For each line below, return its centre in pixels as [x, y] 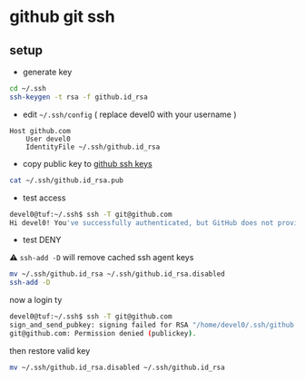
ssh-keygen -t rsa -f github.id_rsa [79, 97]
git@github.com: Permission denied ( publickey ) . [103, 333]
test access [44, 198]
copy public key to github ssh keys [87, 163]
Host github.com [40, 131]
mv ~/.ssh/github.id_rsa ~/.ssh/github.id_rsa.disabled [117, 274]
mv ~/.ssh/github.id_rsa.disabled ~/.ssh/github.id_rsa [117, 367]
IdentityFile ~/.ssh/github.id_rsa [93, 147]
